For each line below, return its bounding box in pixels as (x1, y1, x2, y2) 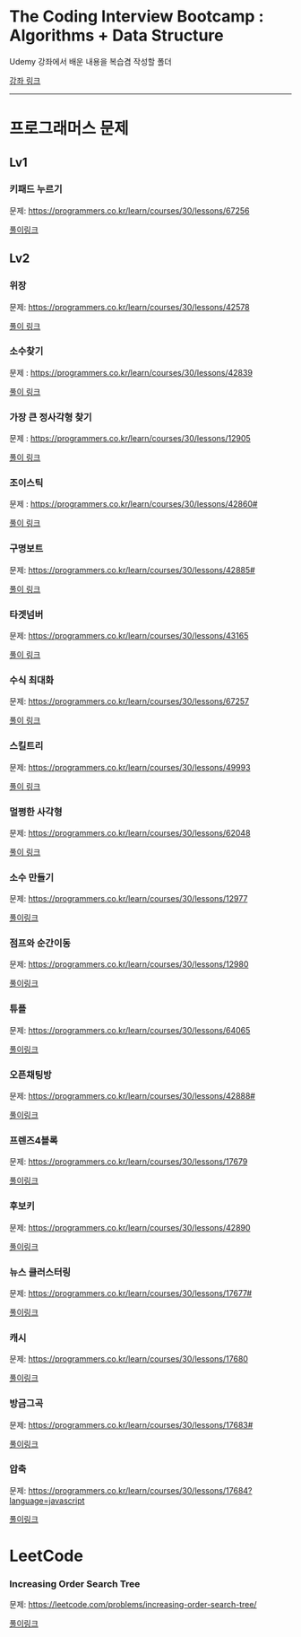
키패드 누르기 (9, 183, 63, 196)
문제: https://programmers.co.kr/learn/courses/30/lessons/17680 (9, 1354, 249, 1364)
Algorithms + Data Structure (9, 25, 224, 46)
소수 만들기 (9, 871, 55, 884)
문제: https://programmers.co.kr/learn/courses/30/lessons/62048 (9, 827, 251, 838)
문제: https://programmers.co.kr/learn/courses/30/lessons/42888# (9, 1091, 255, 1101)
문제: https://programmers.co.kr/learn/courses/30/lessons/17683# (9, 1419, 254, 1430)
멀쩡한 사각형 (9, 805, 63, 818)
